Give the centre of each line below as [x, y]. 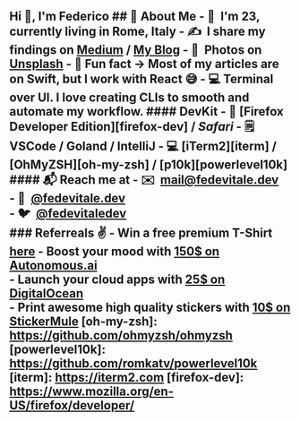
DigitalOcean [47, 293]
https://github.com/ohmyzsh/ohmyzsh [121, 335]
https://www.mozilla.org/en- [92, 392]
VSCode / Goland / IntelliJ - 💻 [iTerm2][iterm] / [143, 146]
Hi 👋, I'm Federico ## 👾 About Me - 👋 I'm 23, [135, 17]
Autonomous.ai [53, 266]
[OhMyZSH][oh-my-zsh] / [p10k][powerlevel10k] [149, 165]
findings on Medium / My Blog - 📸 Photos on [136, 50]
